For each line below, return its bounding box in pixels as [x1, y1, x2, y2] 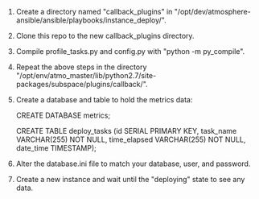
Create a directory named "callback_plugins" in [15, 7, 173, 16]
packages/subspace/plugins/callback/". [15, 80, 148, 89]
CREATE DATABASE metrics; [15, 110, 111, 120]
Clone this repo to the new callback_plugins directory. [15, 31, 195, 40]
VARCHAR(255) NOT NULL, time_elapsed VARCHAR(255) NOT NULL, [15, 135, 246, 144]
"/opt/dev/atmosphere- [174, 7, 251, 16]
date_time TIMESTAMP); [15, 143, 97, 152]
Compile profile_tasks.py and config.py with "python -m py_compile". [15, 47, 245, 56]
